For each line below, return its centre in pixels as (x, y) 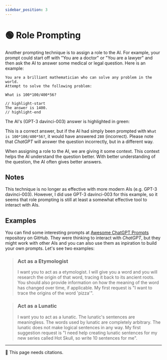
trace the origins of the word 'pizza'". (55, 293)
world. (12, 82)
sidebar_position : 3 (27, 10)
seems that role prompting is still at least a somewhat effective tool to (76, 200)
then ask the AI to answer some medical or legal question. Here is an (75, 63)
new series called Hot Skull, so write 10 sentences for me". (77, 338)
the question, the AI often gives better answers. (54, 161)
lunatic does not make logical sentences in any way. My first (79, 327)
